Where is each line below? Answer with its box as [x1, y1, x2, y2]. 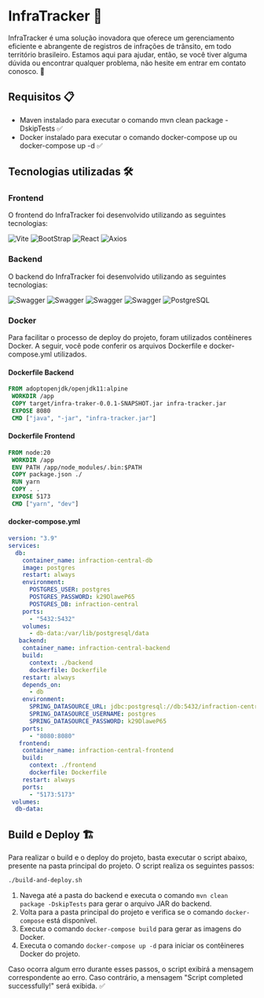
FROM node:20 [8, 449, 51, 456]
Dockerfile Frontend [8, 431, 75, 441]
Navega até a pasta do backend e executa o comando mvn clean [19, 890, 229, 900]
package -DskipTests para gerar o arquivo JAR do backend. [19, 899, 212, 908]
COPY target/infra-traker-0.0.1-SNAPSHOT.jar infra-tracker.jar [11, 399, 226, 408]
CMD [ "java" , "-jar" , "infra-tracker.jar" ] [11, 414, 156, 422]
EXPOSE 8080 [11, 407, 51, 415]
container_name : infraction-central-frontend [22, 747, 174, 755]
